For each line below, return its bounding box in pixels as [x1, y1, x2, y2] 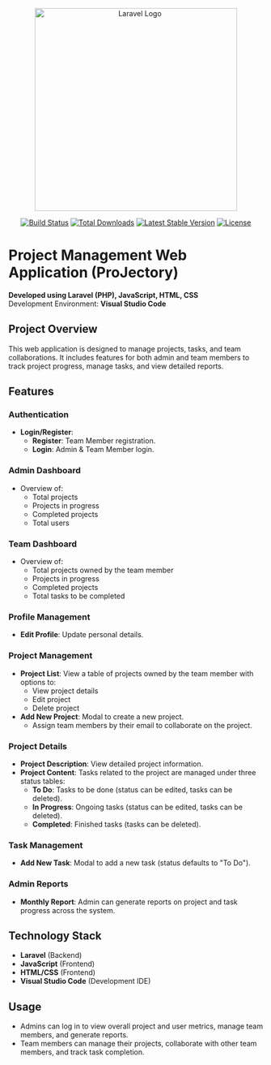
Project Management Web [8, 246, 188, 265]
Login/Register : [19, 427, 74, 438]
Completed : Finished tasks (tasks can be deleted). [32, 819, 201, 829]
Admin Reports [8, 878, 69, 890]
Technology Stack [8, 929, 102, 942]
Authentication [8, 409, 69, 420]
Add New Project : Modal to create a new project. [19, 711, 184, 722]
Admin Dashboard [8, 465, 81, 476]
